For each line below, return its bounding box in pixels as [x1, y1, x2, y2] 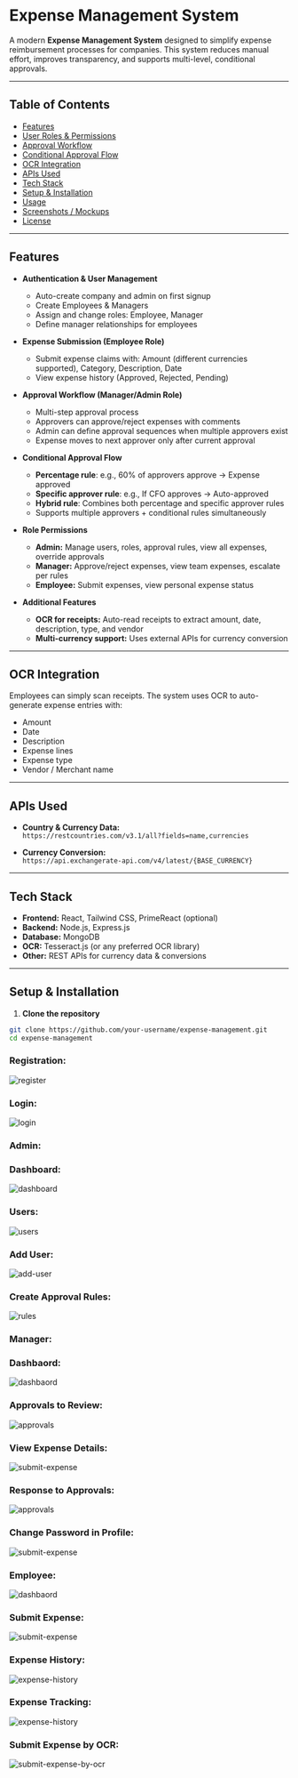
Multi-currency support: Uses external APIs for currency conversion [35, 632, 288, 643]
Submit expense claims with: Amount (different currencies [35, 353, 248, 364]
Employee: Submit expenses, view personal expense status [35, 579, 255, 590]
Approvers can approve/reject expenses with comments [35, 415, 241, 427]
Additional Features [21, 597, 97, 607]
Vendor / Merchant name [21, 764, 114, 775]
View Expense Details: [9, 1442, 108, 1454]
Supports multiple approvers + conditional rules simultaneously [35, 507, 267, 518]
